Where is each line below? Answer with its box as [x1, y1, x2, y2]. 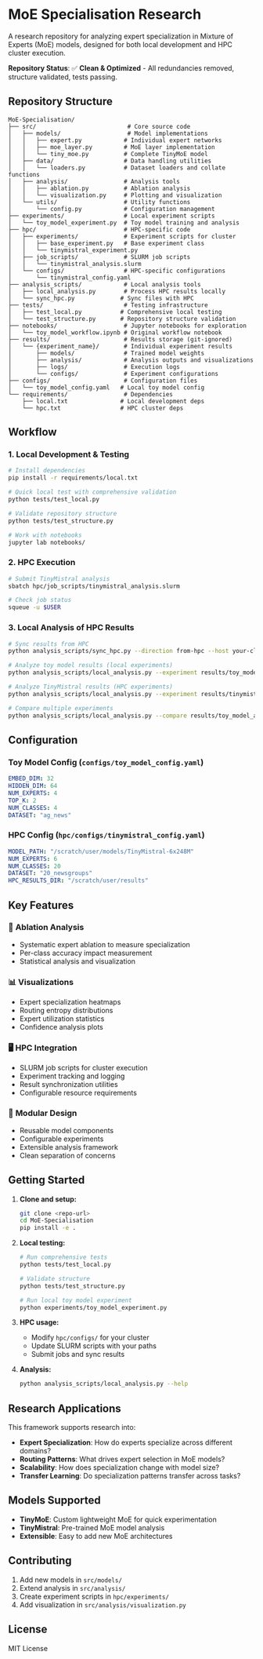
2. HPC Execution [8, 557, 76, 568]
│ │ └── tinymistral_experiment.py [8, 246, 139, 254]
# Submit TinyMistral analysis [8, 574, 110, 582]
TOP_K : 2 [8, 797, 37, 804]
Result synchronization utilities [19, 1080, 119, 1089]
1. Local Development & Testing [8, 449, 130, 460]
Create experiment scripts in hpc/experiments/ [19, 1592, 170, 1601]
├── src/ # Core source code [8, 122, 191, 130]
